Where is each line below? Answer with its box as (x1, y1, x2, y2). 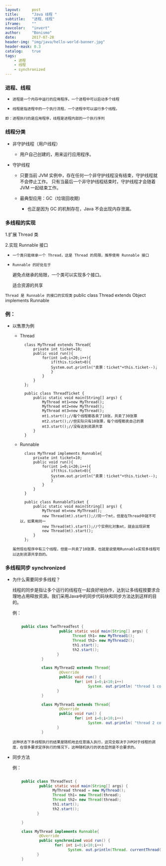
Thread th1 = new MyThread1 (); (72, 634, 135, 639)
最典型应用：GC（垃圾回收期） (19, 195, 83, 201)
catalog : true (5, 49, 41, 54)
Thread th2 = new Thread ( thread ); (52, 797, 121, 803)
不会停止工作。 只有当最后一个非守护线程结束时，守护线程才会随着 (19, 178, 156, 184)
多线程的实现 (5, 219, 36, 226)
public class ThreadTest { (21, 779, 77, 784)
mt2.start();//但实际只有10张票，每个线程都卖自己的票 (42, 419, 144, 424)
